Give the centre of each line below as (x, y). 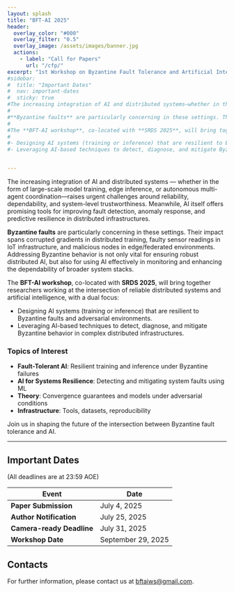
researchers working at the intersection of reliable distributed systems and (114, 290)
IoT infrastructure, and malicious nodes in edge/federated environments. (111, 247)
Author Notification (44, 517)
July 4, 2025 (121, 506)
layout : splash (29, 14)
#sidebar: (22, 78)
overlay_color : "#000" (46, 33)
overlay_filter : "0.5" (46, 40)
